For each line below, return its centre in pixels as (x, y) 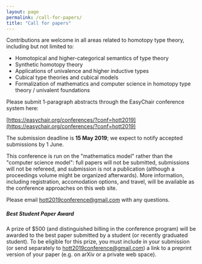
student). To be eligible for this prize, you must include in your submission (98, 242)
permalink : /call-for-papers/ (44, 17)
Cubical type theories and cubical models (67, 77)
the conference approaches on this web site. (62, 188)
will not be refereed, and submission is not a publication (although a (90, 169)
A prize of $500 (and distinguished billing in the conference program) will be (101, 229)
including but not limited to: (40, 46)
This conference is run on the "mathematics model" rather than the (90, 156)
